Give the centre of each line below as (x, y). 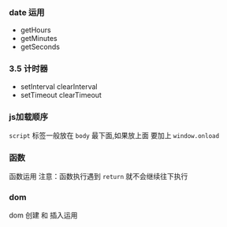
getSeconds (40, 47)
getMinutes (39, 39)
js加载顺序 (29, 117)
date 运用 (27, 12)
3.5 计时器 (28, 69)
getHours (35, 30)
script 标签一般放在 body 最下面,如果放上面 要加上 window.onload (114, 135)
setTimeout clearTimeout (61, 95)
